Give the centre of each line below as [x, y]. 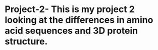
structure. [26, 42]
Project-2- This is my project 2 [70, 9]
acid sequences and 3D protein [71, 31]
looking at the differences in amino [79, 20]
